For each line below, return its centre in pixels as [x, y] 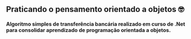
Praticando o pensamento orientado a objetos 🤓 [95, 9]
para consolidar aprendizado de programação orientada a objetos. [88, 30]
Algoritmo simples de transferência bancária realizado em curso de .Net [96, 24]
